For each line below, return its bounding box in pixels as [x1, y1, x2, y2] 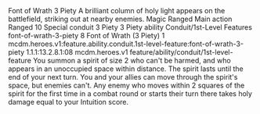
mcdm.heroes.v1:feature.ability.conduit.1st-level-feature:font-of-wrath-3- [8, 39, 244, 48]
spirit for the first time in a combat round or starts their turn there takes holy [8, 89, 253, 98]
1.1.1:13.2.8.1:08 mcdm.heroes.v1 [26, 48, 128, 56]
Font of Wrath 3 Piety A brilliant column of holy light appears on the [8, 6, 226, 15]
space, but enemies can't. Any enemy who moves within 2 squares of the [8, 80, 245, 90]
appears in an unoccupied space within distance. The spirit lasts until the [8, 64, 244, 73]
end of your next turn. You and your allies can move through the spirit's [8, 73, 238, 81]
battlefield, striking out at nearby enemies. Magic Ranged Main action [8, 14, 233, 23]
